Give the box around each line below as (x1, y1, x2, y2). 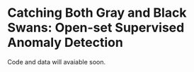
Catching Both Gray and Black (7, 5, 187, 21)
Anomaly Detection (7, 35, 124, 50)
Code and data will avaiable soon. (7, 57, 106, 66)
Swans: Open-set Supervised (7, 20, 185, 36)
